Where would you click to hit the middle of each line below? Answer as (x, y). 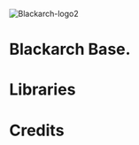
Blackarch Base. (70, 50)
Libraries (42, 90)
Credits (37, 130)
